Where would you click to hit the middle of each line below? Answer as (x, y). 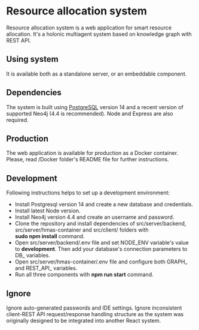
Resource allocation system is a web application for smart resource (89, 28)
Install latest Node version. (48, 211)
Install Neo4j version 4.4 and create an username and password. (94, 217)
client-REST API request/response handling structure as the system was (95, 314)
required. (17, 120)
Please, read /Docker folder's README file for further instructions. (88, 160)
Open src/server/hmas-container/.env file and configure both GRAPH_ (101, 262)
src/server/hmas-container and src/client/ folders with (82, 230)
